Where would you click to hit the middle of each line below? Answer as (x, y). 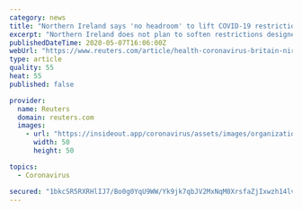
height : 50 (53, 151)
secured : (26, 191)
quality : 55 (31, 68)
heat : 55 (26, 76)
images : (32, 126)
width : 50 (51, 143)
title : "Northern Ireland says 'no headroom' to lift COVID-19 (130, 26)
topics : (24, 167)
